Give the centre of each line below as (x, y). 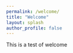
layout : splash (25, 22)
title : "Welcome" (28, 17)
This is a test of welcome (37, 45)
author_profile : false (34, 28)
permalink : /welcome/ (33, 11)
